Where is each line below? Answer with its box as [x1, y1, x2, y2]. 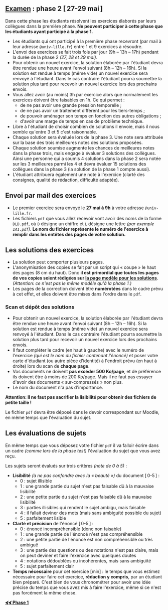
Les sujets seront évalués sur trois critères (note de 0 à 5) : [5, 463, 127, 469]
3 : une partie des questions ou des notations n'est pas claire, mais [20, 547, 159, 553]
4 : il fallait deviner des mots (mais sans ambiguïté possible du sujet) [20, 510, 161, 516]
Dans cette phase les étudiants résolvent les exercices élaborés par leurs [5, 18, 156, 24]
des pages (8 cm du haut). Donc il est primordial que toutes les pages [12, 270, 159, 276]
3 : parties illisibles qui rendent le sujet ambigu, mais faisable [20, 504, 146, 510]
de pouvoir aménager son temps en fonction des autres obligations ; [20, 113, 161, 119]
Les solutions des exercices [5, 246, 94, 254]
